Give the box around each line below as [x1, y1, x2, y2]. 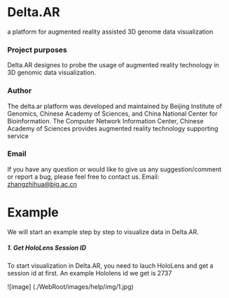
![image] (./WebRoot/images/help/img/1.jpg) [7, 282, 134, 291]
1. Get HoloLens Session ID [7, 243, 86, 252]
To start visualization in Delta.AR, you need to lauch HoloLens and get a [7, 261, 214, 270]
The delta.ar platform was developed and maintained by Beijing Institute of [7, 102, 223, 110]
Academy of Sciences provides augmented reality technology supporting [7, 124, 218, 133]
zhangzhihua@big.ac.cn [7, 180, 77, 188]
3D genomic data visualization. [7, 68, 97, 77]
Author [7, 86, 32, 95]
